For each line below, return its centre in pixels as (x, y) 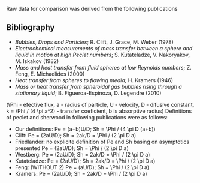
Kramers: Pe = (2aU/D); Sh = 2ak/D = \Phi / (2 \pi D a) (81, 173)
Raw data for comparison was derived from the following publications (92, 9)
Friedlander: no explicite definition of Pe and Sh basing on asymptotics (102, 142)
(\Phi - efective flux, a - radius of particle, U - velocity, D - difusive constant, (100, 104)
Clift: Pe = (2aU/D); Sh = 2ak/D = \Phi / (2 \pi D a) (75, 135)
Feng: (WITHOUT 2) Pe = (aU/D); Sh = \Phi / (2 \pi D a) (82, 167)
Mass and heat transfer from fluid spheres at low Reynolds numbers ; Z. (103, 67)
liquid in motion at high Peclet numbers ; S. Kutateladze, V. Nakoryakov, (102, 55)
